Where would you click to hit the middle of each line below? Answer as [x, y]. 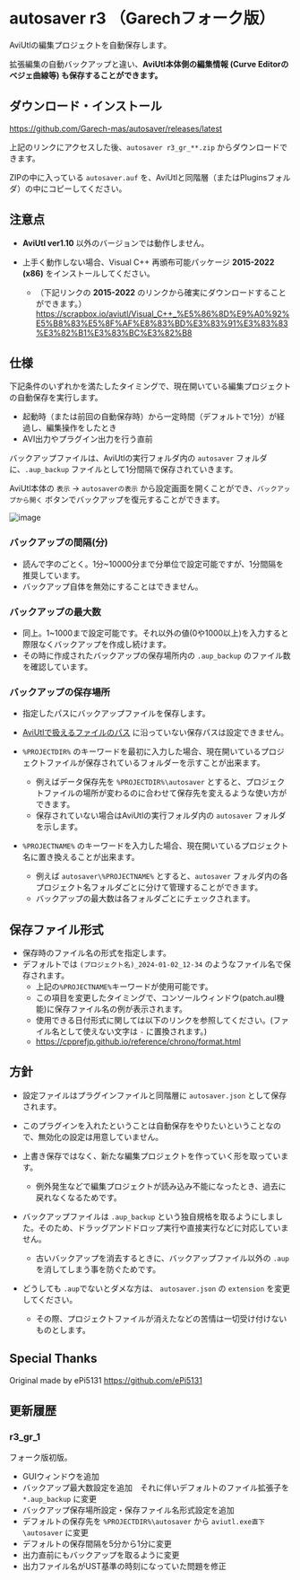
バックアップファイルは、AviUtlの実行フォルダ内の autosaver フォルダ [138, 458]
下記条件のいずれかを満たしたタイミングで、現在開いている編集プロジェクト [150, 386]
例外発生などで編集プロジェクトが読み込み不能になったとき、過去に [161, 1186]
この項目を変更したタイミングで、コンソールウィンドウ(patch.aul [156, 998]
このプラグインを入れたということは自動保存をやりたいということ [144, 1125]
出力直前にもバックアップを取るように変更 [101, 1555]
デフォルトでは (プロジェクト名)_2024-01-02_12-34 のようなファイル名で [153, 964]
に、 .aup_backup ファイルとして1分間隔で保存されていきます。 [124, 470]
